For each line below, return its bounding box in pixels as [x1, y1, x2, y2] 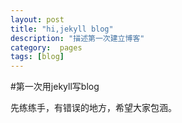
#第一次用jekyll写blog [10, 81, 100, 93]
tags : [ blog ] [10, 52, 65, 62]
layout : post [10, 14, 65, 25]
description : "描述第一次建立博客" [10, 33, 145, 43]
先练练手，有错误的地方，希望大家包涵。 [10, 102, 177, 114]
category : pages [10, 42, 83, 53]
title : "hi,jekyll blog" [10, 24, 114, 34]
